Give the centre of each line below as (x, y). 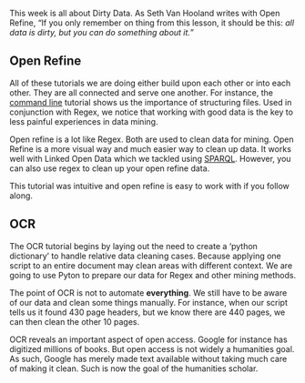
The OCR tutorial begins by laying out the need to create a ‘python (133, 246)
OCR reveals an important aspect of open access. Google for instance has (149, 339)
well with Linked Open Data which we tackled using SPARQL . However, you (150, 158)
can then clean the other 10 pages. (74, 321)
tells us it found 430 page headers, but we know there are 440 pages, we (147, 312)
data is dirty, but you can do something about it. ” (102, 32)
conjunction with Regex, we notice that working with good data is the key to (152, 112)
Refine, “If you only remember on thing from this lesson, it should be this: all (152, 23)
